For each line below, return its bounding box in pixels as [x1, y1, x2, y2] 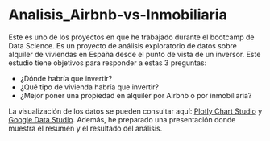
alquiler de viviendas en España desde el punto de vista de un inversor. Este [8, 49, 261, 59]
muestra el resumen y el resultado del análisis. [8, 123, 163, 133]
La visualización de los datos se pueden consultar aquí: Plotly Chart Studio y [8, 106, 263, 116]
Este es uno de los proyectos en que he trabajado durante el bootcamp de [8, 32, 255, 42]
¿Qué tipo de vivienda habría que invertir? [19, 82, 160, 92]
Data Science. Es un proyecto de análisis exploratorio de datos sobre [8, 40, 238, 50]
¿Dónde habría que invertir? [19, 73, 113, 83]
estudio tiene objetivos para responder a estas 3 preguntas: [8, 58, 207, 68]
